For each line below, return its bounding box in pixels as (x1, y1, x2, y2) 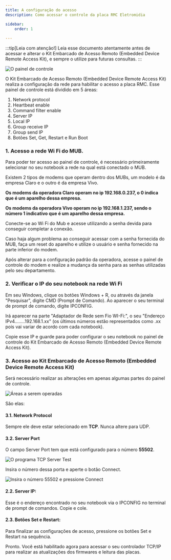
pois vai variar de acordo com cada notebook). (5, 324, 104, 330)
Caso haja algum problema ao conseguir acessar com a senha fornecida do (5, 236, 165, 242)
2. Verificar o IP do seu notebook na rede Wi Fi (5, 280, 122, 287)
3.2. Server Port (5, 435, 40, 441)
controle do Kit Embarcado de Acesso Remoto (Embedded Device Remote (5, 339, 162, 345)
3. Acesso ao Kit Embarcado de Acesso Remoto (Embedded (5, 357, 156, 364)
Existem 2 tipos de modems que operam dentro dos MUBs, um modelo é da (5, 175, 165, 181)
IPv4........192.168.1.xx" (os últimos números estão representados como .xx (5, 318, 161, 324)
